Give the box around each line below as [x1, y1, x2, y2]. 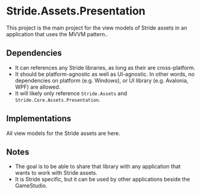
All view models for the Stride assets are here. [6, 130, 120, 137]
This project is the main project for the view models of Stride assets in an [6, 24, 188, 31]
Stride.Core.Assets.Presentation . [14, 96, 100, 103]
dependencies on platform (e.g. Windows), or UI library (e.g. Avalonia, [14, 77, 188, 84]
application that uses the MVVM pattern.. [6, 30, 108, 37]
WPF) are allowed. [14, 83, 61, 90]
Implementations [6, 113, 72, 124]
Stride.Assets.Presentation [6, 4, 146, 18]
